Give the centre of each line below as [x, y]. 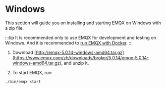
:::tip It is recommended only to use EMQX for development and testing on [81, 38]
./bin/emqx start [23, 82]
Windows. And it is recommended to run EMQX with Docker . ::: [69, 43]
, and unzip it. [75, 63]
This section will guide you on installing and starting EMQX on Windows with [83, 23]
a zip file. [14, 28]
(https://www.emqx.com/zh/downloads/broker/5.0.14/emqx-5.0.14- [81, 57]
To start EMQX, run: [32, 72]
